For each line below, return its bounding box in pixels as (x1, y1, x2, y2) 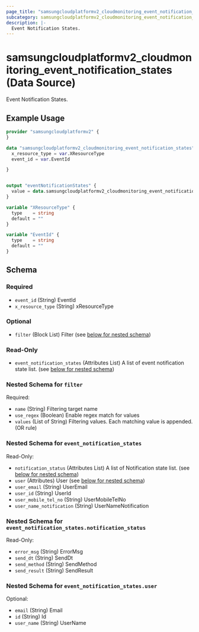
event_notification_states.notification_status (6, 524, 146, 531)
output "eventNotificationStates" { (6, 183, 97, 189)
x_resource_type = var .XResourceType (11, 150, 105, 156)
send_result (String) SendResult (14, 567, 94, 574)
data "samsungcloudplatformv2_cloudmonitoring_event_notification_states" (6, 145, 195, 151)
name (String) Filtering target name (14, 405, 98, 413)
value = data (11, 188, 44, 194)
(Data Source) (6, 76, 76, 90)
